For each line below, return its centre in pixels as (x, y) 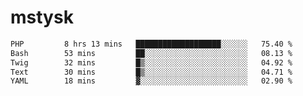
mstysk (42, 17)
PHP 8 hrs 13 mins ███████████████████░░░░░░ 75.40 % (151, 44)
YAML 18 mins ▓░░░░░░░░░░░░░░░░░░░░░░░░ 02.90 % (151, 81)
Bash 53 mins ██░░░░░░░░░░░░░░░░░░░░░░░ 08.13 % (151, 53)
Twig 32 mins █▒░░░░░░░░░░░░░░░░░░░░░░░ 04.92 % (151, 62)
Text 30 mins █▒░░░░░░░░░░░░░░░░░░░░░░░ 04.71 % (151, 72)
